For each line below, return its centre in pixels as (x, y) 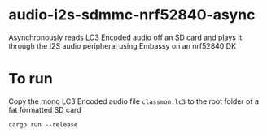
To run (31, 79)
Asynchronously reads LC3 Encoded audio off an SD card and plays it (125, 37)
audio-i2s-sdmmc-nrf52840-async (132, 15)
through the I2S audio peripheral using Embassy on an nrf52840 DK (123, 45)
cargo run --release (44, 124)
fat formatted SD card (45, 109)
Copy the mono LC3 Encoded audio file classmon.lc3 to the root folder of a (133, 101)
